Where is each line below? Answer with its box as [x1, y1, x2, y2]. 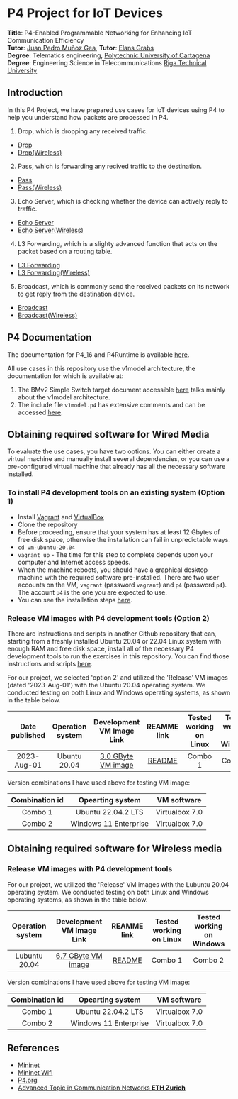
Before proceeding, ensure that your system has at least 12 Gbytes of [17, 527, 220, 536]
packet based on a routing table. [17, 247, 113, 255]
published [11, 730, 46, 740]
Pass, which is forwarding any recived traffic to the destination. [17, 162, 203, 170]
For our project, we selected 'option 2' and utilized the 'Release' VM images [7, 673, 228, 682]
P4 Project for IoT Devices [7, 5, 163, 21]
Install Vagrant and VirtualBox [17, 512, 104, 521]
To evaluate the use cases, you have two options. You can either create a [7, 447, 221, 455]
